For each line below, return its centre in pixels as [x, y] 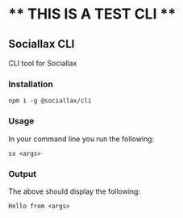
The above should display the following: [75, 191]
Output [23, 174]
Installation [31, 84]
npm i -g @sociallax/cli [50, 101]
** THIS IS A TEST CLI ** [92, 14]
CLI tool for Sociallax [43, 63]
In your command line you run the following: [81, 139]
